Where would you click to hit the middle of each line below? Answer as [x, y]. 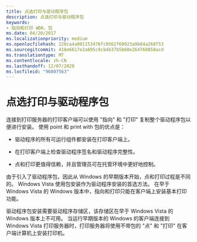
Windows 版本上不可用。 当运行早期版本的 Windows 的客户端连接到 [88, 219]
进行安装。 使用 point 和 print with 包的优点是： [68, 127]
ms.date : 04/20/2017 [31, 33]
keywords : [18, 22]
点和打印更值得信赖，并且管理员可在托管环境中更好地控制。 [86, 164]
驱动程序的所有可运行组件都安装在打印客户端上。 [74, 139]
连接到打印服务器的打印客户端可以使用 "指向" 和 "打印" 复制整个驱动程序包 [96, 120]
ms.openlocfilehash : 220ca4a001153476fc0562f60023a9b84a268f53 [85, 45]
